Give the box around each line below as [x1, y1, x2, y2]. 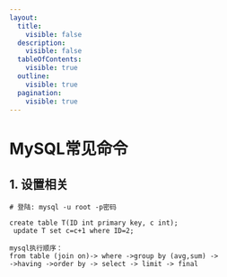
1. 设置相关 [9, 176, 69, 192]
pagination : [17, 88, 63, 97]
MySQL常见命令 [9, 138, 128, 158]
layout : [9, 13, 39, 22]
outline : [17, 72, 50, 81]
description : [17, 38, 66, 48]
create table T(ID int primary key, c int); [9, 219, 179, 228]
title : [17, 22, 42, 31]
